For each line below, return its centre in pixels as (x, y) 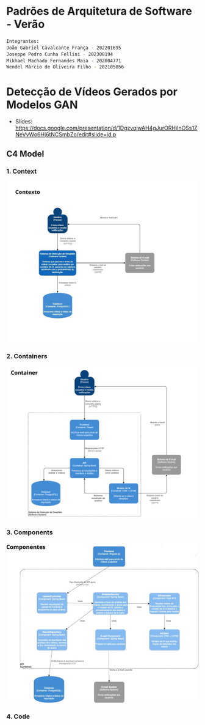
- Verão (26, 24)
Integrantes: (23, 41)
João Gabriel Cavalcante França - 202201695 (64, 48)
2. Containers (27, 356)
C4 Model (25, 154)
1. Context (22, 171)
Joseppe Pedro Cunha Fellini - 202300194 (60, 54)
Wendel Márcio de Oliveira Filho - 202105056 (65, 67)
